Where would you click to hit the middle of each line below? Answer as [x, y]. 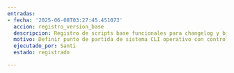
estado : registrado [42, 53]
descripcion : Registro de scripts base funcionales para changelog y [116, 33]
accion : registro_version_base [59, 26]
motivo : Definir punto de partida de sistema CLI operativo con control [121, 40]
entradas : [22, 14]
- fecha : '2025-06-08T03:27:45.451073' [65, 20]
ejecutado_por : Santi [45, 46]
